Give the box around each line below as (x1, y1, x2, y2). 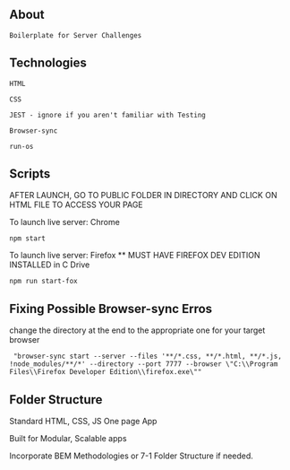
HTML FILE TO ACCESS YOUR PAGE (9, 199, 143, 210)
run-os (9, 142, 34, 151)
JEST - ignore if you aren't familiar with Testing (9, 110, 206, 119)
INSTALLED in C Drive (9, 259, 90, 270)
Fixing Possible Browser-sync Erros (9, 300, 213, 317)
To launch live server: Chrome (9, 217, 121, 228)
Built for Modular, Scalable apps (9, 433, 127, 444)
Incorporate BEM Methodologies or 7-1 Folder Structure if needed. (9, 450, 253, 461)
